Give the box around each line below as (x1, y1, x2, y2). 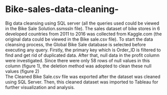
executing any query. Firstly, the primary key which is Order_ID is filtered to (5, 47, 161, 53)
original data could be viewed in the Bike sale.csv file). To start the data (5, 36, 153, 42)
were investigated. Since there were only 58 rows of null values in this (5, 57, 150, 63)
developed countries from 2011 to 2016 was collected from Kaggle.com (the (5, 31, 162, 37)
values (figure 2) (5, 68, 40, 74)
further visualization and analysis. (5, 84, 75, 90)
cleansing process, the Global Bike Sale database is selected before (5, 41, 146, 47)
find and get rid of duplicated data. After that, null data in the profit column (5, 52, 160, 58)
